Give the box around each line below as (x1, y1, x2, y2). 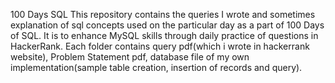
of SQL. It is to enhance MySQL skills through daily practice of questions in (10, 30, 319, 41)
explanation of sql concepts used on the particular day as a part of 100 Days (10, 19, 325, 31)
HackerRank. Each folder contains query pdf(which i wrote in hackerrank (10, 40, 310, 52)
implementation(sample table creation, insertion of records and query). (10, 62, 303, 73)
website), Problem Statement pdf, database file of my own (10, 51, 250, 63)
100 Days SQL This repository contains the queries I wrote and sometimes (10, 9, 316, 20)
